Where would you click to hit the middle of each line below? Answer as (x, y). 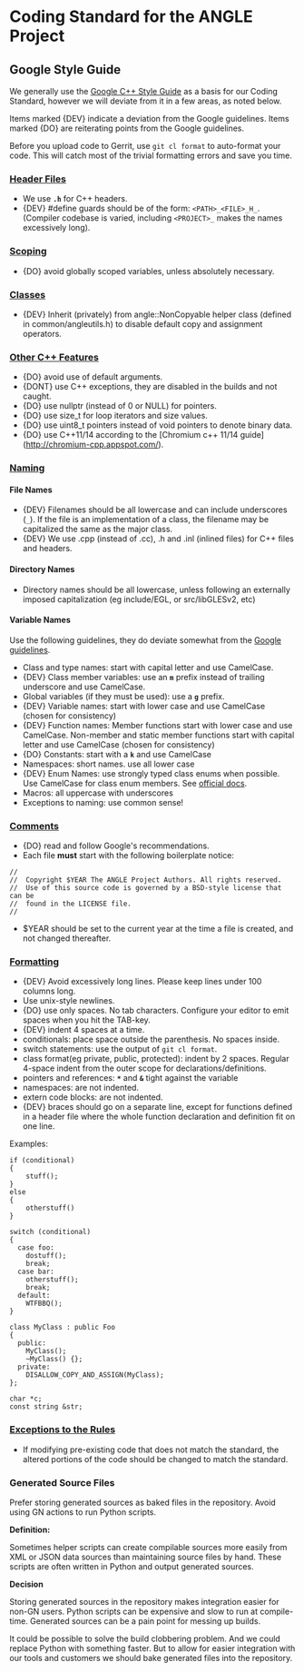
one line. (39, 1126)
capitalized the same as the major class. (98, 529)
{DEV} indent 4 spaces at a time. (83, 1030)
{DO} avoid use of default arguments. (93, 377)
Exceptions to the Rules (63, 1430)
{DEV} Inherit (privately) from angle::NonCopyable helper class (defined (157, 314)
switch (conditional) (50, 1232)
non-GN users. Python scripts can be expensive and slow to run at (134, 1611)
